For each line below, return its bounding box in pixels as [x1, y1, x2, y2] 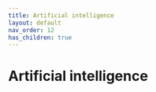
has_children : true [8, 33, 72, 42]
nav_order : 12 [8, 26, 55, 34]
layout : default [8, 19, 61, 27]
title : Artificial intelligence [8, 11, 114, 20]
